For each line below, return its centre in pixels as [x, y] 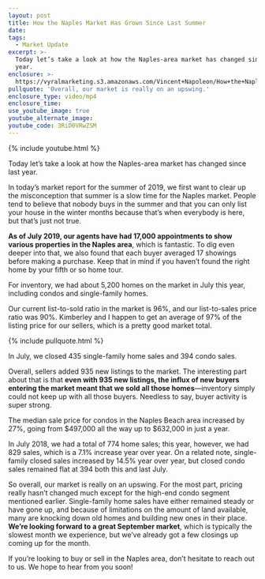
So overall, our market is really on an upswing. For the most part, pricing [125, 484]
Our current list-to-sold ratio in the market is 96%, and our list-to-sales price [132, 308]
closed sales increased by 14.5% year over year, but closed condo [137, 461]
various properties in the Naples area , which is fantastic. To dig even [121, 244]
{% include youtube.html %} [54, 148]
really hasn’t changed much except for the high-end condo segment [119, 493]
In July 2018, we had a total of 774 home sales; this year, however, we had [129, 444]
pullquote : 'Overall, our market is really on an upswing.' [109, 89]
